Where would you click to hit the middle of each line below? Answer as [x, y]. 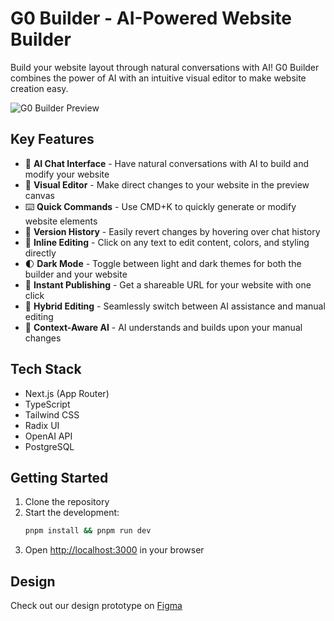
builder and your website [76, 274]
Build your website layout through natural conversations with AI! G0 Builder [165, 67]
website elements [61, 221]
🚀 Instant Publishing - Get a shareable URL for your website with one [168, 284]
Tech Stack [46, 369]
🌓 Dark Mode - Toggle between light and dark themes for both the [163, 263]
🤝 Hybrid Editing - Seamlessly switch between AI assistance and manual [175, 306]
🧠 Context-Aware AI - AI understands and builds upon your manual [163, 327]
